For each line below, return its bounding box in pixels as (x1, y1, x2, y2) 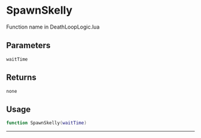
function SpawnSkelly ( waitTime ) (6, 120, 87, 126)
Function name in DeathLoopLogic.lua (6, 23, 100, 30)
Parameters (6, 40, 51, 51)
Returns (6, 73, 37, 83)
